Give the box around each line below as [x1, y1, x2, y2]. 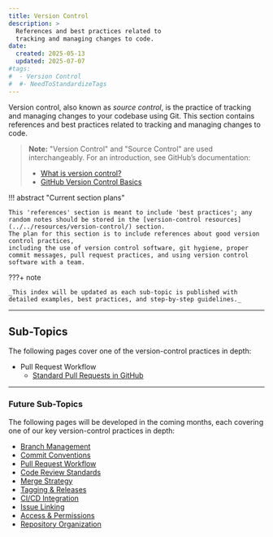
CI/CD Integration [19, 493, 80, 503]
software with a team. [8, 258, 85, 266]
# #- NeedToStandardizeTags [8, 80, 107, 88]
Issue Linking [19, 501, 65, 512]
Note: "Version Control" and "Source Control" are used [28, 144, 214, 154]
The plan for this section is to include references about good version [8, 229, 260, 238]
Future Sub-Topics [8, 399, 84, 410]
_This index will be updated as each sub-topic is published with [8, 288, 238, 297]
